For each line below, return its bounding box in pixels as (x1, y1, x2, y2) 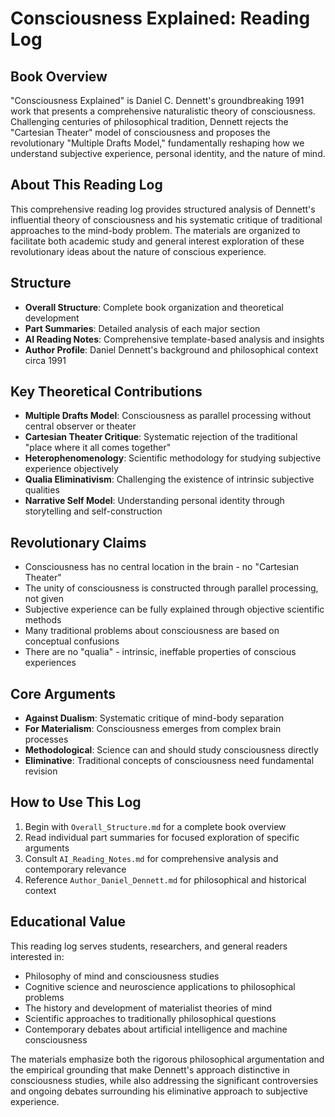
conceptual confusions (24, 635, 120, 647)
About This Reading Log (10, 177, 163, 194)
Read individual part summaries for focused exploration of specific (24, 831, 300, 843)
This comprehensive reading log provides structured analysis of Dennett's (10, 203, 316, 215)
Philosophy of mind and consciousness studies (24, 970, 220, 982)
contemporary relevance (24, 863, 127, 875)
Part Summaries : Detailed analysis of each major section (24, 322, 261, 334)
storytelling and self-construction (24, 505, 163, 517)
